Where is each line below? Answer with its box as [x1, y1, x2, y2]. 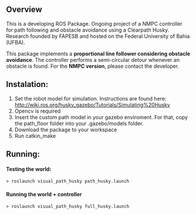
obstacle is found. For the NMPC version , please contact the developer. [6, 63, 180, 70]
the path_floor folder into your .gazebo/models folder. [14, 120, 144, 127]
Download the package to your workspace [14, 126, 117, 133]
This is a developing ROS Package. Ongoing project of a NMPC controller [6, 20, 183, 27]
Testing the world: [6, 165, 51, 172]
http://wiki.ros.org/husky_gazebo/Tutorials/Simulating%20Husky [14, 101, 171, 108]
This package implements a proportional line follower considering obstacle [6, 50, 191, 57]
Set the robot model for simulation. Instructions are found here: [14, 95, 167, 102]
